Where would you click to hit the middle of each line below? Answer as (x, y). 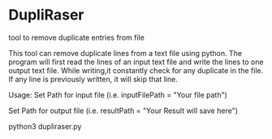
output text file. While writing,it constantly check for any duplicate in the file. (136, 70)
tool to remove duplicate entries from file (76, 37)
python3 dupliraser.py (45, 126)
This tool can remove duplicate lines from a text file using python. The (125, 53)
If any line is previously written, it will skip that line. (93, 79)
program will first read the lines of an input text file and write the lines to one (136, 62)
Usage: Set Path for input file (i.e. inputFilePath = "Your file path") (118, 94)
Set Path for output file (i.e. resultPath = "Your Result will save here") (123, 111)
